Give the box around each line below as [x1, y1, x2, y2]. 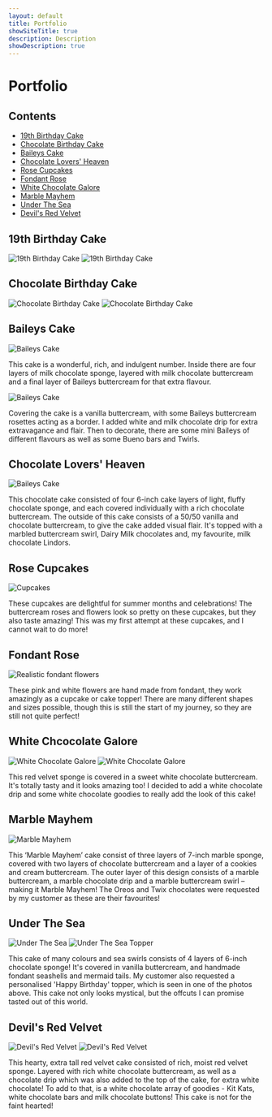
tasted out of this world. [8, 997, 89, 1007]
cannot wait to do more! [8, 624, 89, 634]
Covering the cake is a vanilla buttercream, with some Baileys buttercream [8, 408, 257, 418]
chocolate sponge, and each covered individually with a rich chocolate [8, 503, 245, 513]
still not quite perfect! [8, 711, 80, 721]
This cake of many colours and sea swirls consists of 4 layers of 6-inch [8, 954, 248, 964]
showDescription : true [8, 42, 85, 50]
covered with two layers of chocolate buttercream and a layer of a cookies [8, 858, 257, 869]
